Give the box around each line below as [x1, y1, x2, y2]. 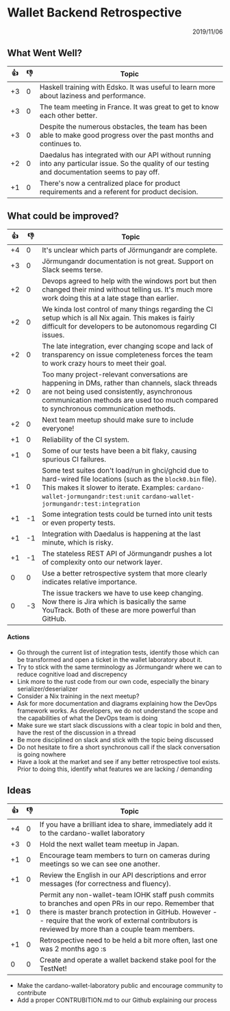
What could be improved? [7, 211, 119, 222]
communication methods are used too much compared [42, 395, 219, 405]
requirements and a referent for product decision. [40, 187, 199, 196]
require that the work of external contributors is [45, 916, 199, 925]
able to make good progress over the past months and [40, 130, 214, 140]
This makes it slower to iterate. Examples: [42, 482, 175, 492]
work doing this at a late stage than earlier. [42, 293, 179, 302]
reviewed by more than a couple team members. [40, 924, 195, 933]
